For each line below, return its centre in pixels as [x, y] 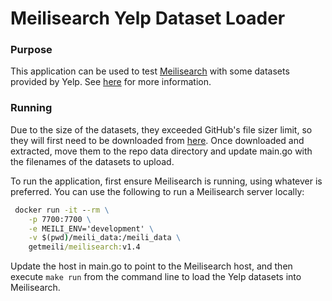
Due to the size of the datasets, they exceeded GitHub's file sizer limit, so [161, 129]
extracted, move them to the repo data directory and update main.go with [161, 151]
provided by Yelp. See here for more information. [111, 82]
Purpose [31, 50]
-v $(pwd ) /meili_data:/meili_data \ [105, 238]
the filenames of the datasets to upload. [92, 161]
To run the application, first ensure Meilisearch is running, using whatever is [166, 181]
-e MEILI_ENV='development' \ [91, 228]
